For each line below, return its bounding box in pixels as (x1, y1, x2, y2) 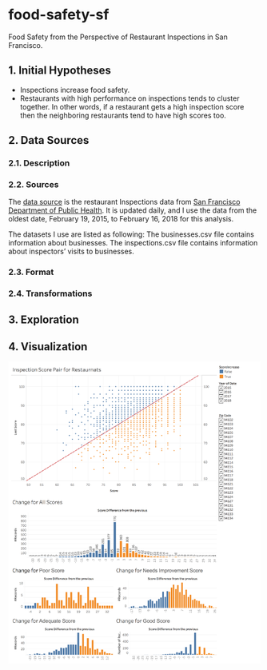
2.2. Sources (8, 178, 59, 189)
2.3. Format (8, 266, 54, 277)
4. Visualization (8, 340, 88, 353)
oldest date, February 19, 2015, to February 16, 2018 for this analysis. (8, 214, 234, 224)
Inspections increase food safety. (19, 85, 130, 94)
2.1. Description (8, 158, 70, 169)
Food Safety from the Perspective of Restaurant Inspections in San (8, 32, 228, 42)
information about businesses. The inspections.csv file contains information (8, 238, 258, 248)
